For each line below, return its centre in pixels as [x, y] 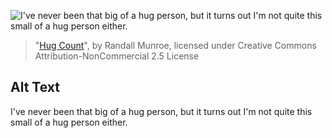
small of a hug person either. [69, 122]
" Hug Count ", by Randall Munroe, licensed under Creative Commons [175, 45]
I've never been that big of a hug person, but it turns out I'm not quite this [161, 111]
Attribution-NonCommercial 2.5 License [117, 56]
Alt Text [35, 87]
